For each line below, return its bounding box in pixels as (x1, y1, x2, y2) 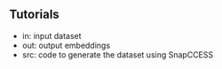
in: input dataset (21, 30, 82, 41)
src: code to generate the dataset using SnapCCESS (21, 49, 214, 60)
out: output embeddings (21, 40, 111, 50)
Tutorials (9, 7, 59, 22)
